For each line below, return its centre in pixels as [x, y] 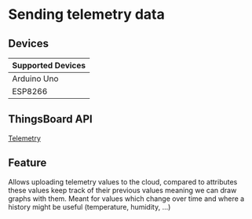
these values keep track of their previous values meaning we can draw [122, 190]
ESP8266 [30, 91]
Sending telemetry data [86, 15]
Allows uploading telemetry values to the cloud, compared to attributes [123, 181]
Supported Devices [49, 66]
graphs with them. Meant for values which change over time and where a [126, 199]
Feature [27, 163]
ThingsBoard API [50, 119]
